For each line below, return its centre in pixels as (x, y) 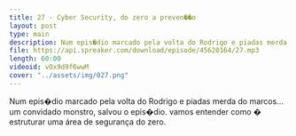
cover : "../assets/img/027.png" (69, 76)
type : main (29, 34)
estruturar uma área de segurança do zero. (88, 122)
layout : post (33, 26)
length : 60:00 (35, 59)
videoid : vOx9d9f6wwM (49, 68)
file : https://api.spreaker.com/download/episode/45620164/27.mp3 (134, 51)
